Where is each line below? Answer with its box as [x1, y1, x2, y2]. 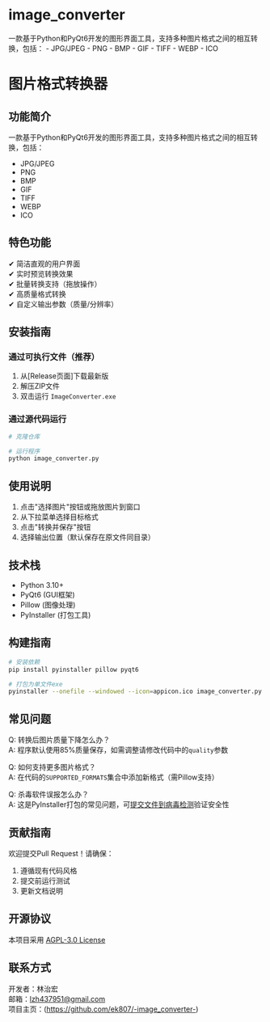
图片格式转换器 [8, 75, 108, 94]
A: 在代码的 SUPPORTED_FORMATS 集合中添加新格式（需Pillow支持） [8, 772, 220, 782]
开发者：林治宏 [8, 984, 58, 994]
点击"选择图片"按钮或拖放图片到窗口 [19, 502, 141, 512]
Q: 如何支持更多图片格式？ [8, 762, 96, 772]
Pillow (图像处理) [19, 600, 76, 610]
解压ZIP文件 [19, 382, 61, 391]
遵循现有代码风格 [19, 865, 78, 875]
